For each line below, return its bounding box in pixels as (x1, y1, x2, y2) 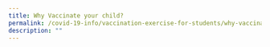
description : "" (8, 26, 63, 34)
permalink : (8, 19, 45, 27)
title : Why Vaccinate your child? (8, 11, 125, 20)
